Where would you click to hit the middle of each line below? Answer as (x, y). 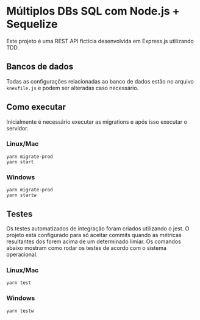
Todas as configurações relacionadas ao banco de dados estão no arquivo (100, 81)
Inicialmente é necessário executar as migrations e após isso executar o (97, 122)
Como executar (36, 107)
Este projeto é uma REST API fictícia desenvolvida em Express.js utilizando (100, 41)
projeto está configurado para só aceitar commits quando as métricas (94, 235)
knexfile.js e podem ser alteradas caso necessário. (73, 88)
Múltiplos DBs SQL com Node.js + (93, 11)
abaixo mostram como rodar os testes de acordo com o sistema (86, 247)
